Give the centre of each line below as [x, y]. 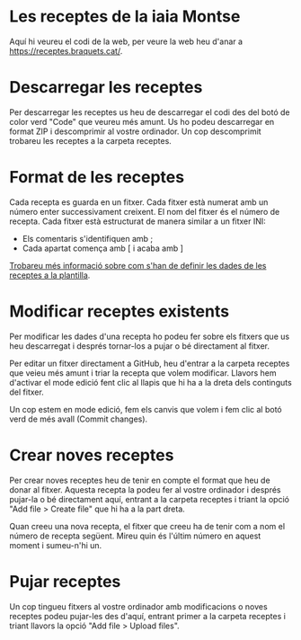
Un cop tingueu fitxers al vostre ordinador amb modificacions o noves [138, 606]
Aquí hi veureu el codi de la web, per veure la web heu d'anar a [126, 41]
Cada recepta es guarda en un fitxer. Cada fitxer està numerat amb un [139, 202]
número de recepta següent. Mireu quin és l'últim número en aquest [135, 536]
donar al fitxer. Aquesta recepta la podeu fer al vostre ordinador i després [145, 489]
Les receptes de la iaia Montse [125, 17]
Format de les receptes [97, 178]
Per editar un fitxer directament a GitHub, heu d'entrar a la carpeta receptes [150, 363]
